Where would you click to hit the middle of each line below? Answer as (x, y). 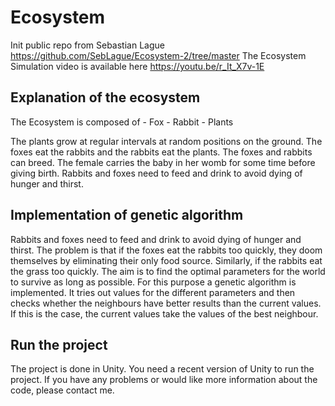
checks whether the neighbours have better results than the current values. (166, 303)
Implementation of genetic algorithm (127, 215)
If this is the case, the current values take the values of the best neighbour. (164, 313)
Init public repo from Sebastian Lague (87, 45)
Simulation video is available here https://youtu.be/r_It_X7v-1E (137, 66)
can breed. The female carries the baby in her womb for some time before (163, 162)
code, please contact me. (62, 390)
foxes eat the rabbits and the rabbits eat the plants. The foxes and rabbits (161, 152)
